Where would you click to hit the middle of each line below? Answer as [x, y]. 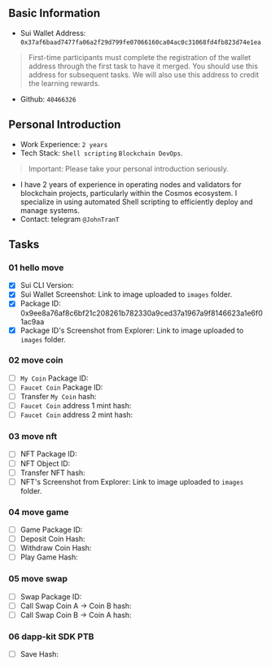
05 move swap [38, 579]
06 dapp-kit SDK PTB [51, 636]
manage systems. [50, 210]
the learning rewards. [64, 83]
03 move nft [33, 437]
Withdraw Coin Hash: [56, 548]
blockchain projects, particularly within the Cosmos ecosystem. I [129, 193]
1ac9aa [32, 321]
